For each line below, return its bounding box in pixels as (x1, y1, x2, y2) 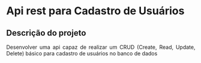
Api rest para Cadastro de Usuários (6, 4, 185, 18)
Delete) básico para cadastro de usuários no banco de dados (6, 50, 158, 57)
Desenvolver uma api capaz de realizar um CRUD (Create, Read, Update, (6, 43, 196, 51)
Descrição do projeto (6, 28, 86, 38)
